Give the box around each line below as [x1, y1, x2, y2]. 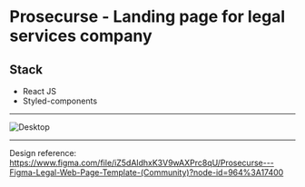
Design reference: [9, 148, 77, 158]
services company [9, 25, 152, 46]
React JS [22, 86, 57, 96]
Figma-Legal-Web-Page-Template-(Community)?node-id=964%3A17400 [9, 167, 284, 178]
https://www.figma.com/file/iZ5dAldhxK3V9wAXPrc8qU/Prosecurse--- [9, 157, 275, 168]
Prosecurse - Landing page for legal [9, 6, 286, 27]
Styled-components [22, 95, 98, 106]
